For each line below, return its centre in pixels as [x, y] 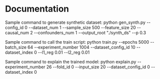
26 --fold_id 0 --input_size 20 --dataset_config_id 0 [98, 67]
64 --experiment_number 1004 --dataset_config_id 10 [81, 47]
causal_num [17, 32]
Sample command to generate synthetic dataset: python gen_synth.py [75, 22]
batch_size [16, 47]
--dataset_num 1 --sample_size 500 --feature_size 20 [82, 27]
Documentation [37, 9]
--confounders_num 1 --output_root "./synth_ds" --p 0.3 [90, 32]
